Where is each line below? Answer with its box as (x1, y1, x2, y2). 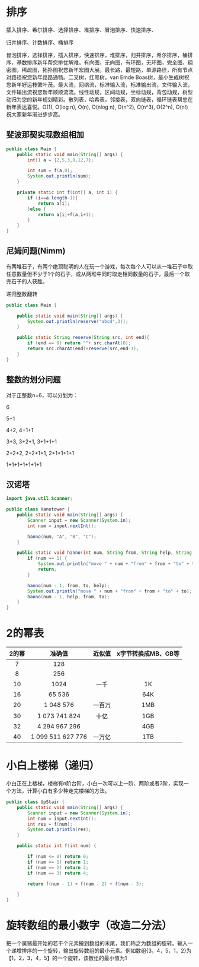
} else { (27, 206, 46, 212)
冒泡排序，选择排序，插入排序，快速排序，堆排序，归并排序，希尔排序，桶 (6, 51, 188, 58)
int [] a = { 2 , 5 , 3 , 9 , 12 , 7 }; (27, 157, 94, 163)
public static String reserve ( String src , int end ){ (17, 335, 150, 341)
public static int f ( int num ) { (17, 843, 97, 849)
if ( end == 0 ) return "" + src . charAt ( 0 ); (27, 340, 131, 346)
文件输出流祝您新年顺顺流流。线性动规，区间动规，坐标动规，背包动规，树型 (6, 88, 193, 96)
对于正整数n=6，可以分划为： (6, 391, 79, 398)
